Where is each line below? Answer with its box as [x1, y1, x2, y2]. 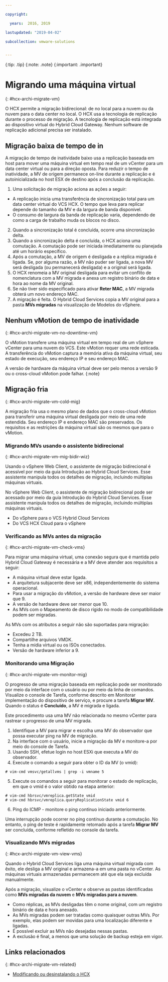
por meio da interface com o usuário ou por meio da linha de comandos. [5, 686, 154, 692]
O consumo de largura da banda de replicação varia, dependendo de [12, 212, 155, 218]
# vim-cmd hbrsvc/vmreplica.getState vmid [5, 793, 95, 798]
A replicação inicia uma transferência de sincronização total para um [12, 196, 154, 202]
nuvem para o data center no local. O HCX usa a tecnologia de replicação [5, 111, 157, 117]
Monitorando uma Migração [5, 660, 74, 667]
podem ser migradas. [12, 612, 57, 618]
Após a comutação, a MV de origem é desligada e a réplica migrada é [12, 254, 157, 260]
